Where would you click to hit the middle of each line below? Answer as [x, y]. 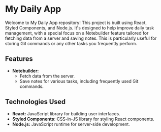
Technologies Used [35, 102]
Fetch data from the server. [47, 76]
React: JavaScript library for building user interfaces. [66, 113]
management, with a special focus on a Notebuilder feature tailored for [77, 33]
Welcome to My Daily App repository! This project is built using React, [76, 23]
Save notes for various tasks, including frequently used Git [79, 81]
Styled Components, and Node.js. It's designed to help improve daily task [80, 27]
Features [19, 59]
